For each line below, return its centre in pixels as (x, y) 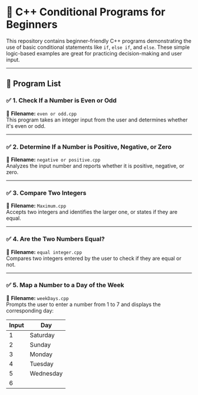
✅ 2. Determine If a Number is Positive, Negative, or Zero (89, 147)
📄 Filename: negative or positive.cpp (53, 159)
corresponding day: (30, 310)
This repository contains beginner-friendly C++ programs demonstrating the (99, 41)
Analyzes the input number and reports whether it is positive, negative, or (95, 166)
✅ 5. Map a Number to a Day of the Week (65, 285)
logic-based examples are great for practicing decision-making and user (94, 53)
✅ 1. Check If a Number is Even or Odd (61, 101)
